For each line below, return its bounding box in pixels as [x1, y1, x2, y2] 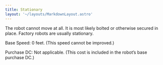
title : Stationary [5, 7, 43, 12]
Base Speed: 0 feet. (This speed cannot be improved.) [5, 40, 115, 45]
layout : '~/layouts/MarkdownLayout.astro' [5, 12, 93, 17]
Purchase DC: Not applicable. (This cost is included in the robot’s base [5, 49, 147, 55]
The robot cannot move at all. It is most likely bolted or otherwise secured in [5, 25, 158, 31]
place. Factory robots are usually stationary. [5, 30, 94, 36]
